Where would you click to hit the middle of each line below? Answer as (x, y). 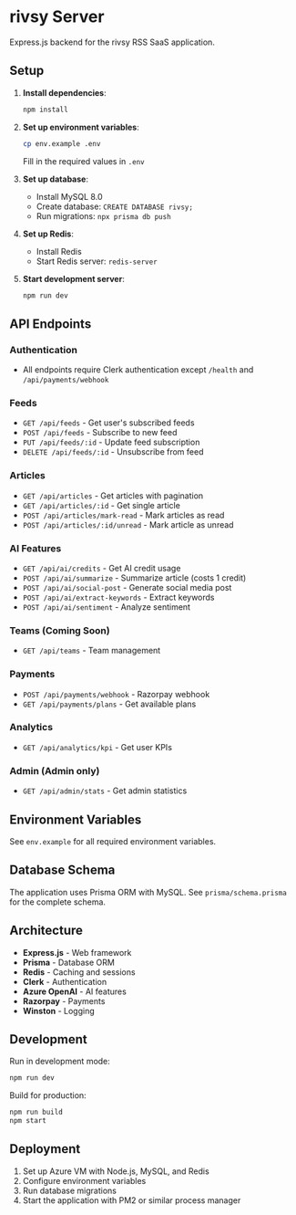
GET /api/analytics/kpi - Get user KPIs (97, 747)
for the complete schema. (58, 902)
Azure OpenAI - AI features (75, 991)
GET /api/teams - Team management (92, 651)
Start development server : (73, 278)
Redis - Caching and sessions (79, 972)
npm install (45, 110)
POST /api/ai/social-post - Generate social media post (127, 587)
